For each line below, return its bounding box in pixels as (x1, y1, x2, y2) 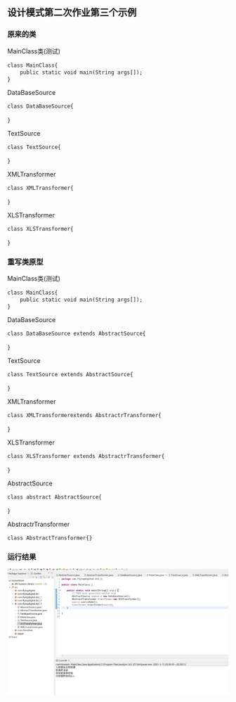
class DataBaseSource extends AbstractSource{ (7, 330, 146, 337)
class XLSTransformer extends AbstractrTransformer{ (7, 452, 165, 459)
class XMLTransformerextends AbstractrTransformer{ (7, 411, 162, 419)
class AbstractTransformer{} (7, 534, 93, 542)
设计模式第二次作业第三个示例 (7, 6, 137, 19)
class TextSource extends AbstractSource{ (7, 371, 133, 378)
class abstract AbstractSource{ (7, 493, 102, 501)
